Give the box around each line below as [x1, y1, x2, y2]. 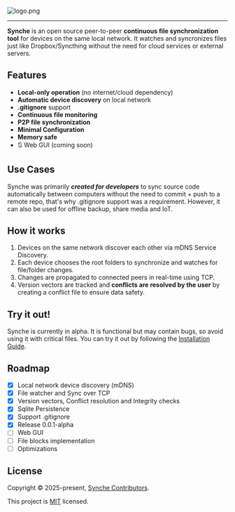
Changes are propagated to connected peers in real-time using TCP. [17, 274, 215, 282]
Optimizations [17, 444, 58, 452]
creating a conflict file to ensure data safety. [17, 288, 145, 297]
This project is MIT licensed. [7, 497, 89, 506]
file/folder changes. [17, 266, 75, 274]
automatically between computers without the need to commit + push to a [7, 189, 220, 198]
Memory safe [17, 133, 57, 141]
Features [7, 69, 47, 81]
